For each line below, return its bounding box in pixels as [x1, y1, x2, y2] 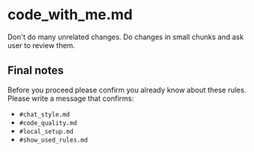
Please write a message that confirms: [7, 94, 134, 103]
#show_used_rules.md [18, 136, 88, 144]
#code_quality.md [18, 118, 78, 127]
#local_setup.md [18, 127, 74, 135]
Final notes [7, 64, 64, 78]
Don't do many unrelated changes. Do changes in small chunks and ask [7, 32, 244, 42]
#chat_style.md [18, 110, 71, 118]
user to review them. [7, 40, 75, 50]
